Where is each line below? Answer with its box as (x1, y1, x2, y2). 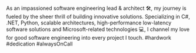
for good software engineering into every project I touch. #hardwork (6, 34, 172, 41)
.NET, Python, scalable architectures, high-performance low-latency (6, 19, 172, 26)
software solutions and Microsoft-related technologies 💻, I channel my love (6, 26, 190, 33)
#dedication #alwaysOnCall (6, 40, 73, 47)
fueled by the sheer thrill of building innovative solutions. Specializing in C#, (6, 13, 190, 20)
